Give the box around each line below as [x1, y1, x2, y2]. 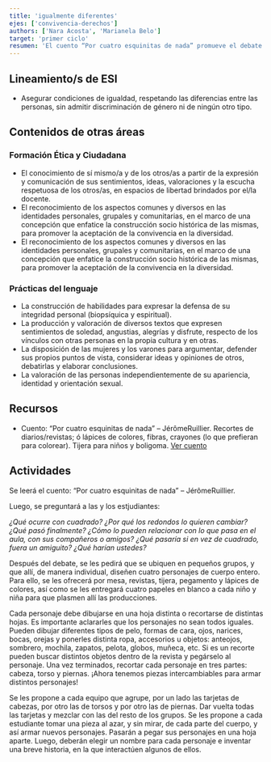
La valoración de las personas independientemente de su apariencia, [20, 370, 251, 379]
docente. [20, 193, 51, 203]
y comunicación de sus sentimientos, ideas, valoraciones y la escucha [20, 176, 255, 186]
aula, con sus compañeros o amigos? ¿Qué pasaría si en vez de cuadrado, [9, 534, 259, 544]
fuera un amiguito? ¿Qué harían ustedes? [9, 543, 148, 552]
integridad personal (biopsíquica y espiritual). [20, 309, 173, 320]
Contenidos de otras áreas [9, 125, 145, 139]
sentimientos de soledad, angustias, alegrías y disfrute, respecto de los [20, 327, 258, 337]
